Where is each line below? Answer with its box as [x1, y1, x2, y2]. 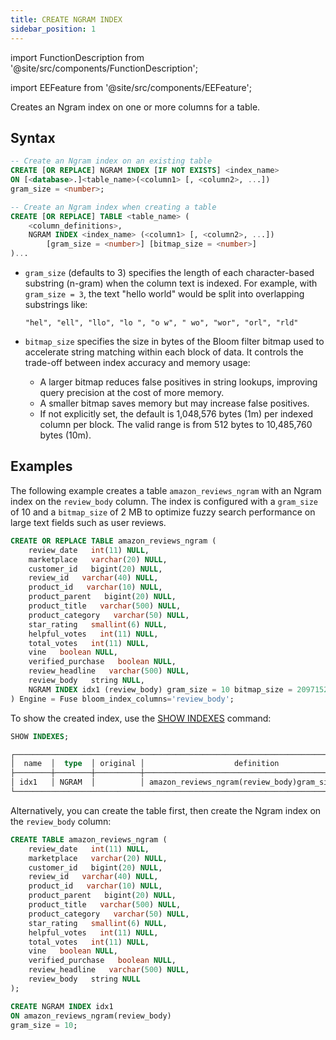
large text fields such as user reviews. [10, 516, 167, 528]
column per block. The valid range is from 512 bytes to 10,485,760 [39, 419, 313, 431]
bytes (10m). [39, 429, 92, 441]
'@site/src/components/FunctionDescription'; [10, 62, 198, 74]
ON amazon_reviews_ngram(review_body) [10, 1011, 172, 1021]
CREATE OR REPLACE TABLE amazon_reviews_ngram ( [10, 536, 217, 546]
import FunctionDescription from [10, 51, 145, 63]
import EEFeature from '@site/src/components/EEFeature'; [10, 81, 252, 93]
